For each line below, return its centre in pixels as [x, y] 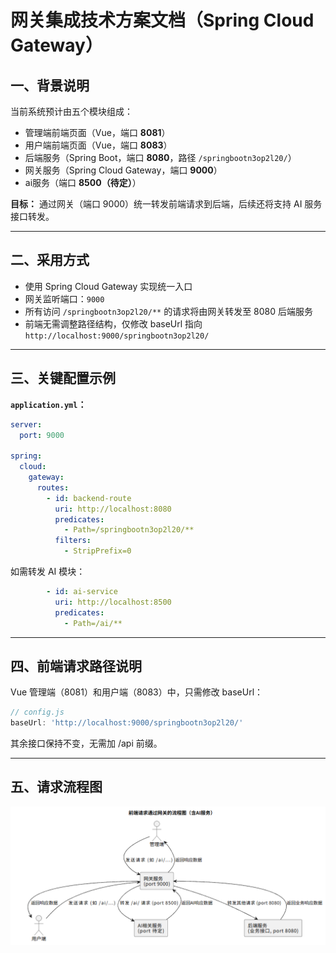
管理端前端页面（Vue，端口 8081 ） [97, 132]
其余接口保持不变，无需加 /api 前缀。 [86, 743]
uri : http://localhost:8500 [113, 602]
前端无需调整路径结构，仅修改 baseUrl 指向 [113, 323]
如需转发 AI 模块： [48, 571]
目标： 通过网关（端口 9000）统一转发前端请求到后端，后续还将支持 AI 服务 [166, 204]
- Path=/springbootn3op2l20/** [129, 530]
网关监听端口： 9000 [64, 298]
